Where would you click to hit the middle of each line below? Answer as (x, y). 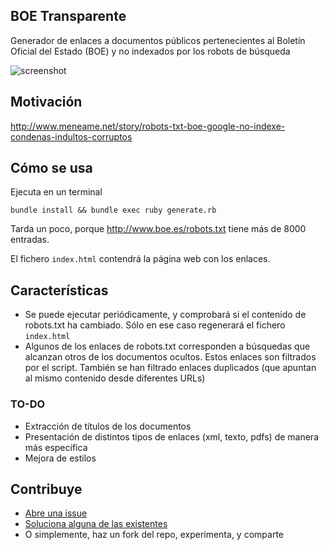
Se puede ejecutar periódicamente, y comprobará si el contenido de (165, 315)
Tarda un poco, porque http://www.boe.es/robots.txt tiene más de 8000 (158, 229)
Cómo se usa (51, 168)
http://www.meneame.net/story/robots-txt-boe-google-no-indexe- (148, 126)
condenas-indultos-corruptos (71, 136)
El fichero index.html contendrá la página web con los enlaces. (140, 259)
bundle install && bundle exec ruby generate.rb (113, 210)
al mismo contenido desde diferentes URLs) (115, 378)
